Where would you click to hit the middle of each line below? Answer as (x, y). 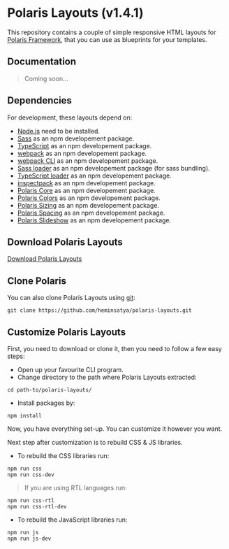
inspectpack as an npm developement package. (86, 183)
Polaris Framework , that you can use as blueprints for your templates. (107, 39)
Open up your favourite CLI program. (70, 370)
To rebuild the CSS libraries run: (63, 456)
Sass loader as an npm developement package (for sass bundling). (114, 168)
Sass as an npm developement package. (76, 138)
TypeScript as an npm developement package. (84, 145)
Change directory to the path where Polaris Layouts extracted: (107, 377)
